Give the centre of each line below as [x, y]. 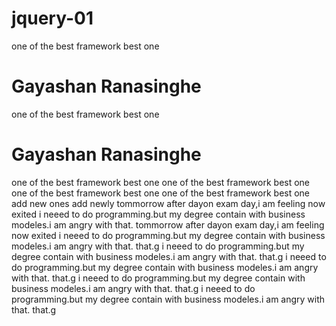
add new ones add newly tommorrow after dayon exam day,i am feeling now [168, 203]
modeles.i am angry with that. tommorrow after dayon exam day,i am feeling [168, 224]
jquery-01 [52, 18]
